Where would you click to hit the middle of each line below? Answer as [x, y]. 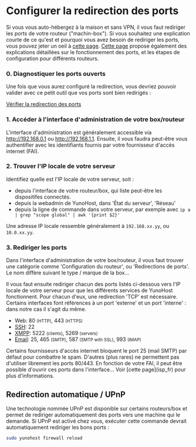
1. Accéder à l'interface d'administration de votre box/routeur [95, 120]
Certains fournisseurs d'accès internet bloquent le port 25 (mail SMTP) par [97, 351]
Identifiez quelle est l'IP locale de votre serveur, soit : [70, 179]
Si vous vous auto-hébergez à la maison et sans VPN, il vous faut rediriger [96, 27]
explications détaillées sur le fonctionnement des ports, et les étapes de [93, 52]
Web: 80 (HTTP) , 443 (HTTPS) [49, 321]
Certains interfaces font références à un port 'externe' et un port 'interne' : [96, 303]
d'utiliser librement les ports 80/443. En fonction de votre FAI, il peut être [94, 363]
